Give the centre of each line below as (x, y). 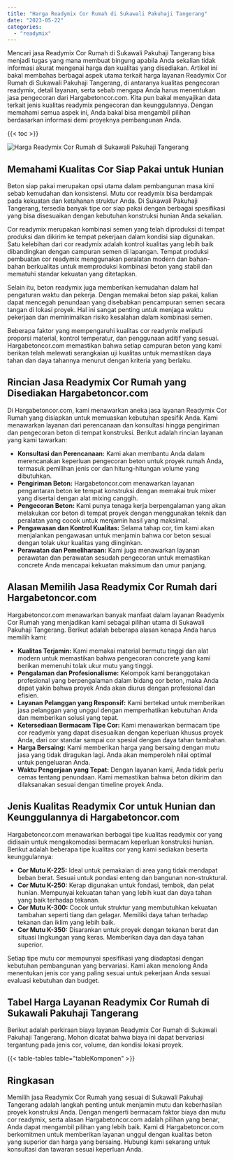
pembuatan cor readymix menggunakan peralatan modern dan (97, 259)
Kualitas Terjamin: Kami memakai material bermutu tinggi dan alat (113, 651)
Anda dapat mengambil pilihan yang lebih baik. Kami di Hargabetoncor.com (116, 1127)
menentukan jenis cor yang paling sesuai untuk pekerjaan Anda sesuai (109, 972)
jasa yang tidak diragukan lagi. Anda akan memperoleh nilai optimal (114, 755)
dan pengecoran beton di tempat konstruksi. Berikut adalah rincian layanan (115, 432)
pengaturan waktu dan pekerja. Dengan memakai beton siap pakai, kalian (113, 295)
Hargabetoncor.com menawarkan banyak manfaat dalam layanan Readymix (116, 615)
